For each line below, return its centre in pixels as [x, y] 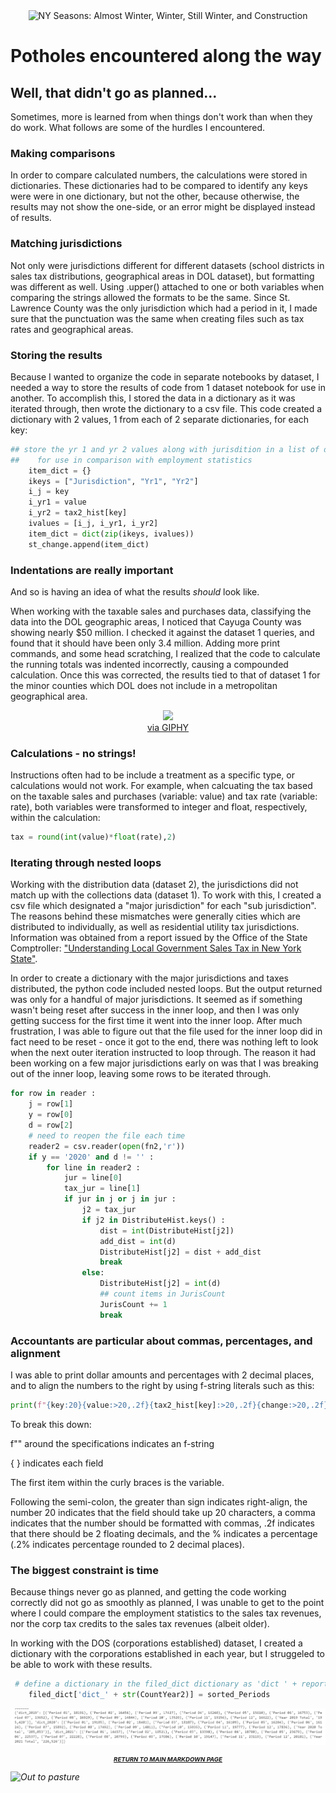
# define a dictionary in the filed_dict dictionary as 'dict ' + [156, 1684]
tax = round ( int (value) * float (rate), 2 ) [93, 837]
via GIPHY [168, 727]
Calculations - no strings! [73, 753]
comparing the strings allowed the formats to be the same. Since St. [150, 297]
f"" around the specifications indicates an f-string [112, 1443]
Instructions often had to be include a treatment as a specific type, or [152, 775]
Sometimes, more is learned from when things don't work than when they [161, 117]
